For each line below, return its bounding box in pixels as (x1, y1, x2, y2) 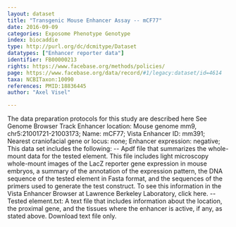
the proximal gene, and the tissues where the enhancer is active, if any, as (7, 204, 223, 213)
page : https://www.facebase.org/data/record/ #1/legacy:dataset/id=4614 (7, 69, 222, 76)
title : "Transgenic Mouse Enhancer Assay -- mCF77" (7, 17, 162, 24)
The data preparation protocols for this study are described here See (7, 114, 207, 123)
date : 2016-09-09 (7, 23, 58, 30)
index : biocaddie (7, 37, 58, 44)
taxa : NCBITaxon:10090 (7, 75, 74, 83)
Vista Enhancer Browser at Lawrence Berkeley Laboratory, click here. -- (7, 190, 216, 198)
